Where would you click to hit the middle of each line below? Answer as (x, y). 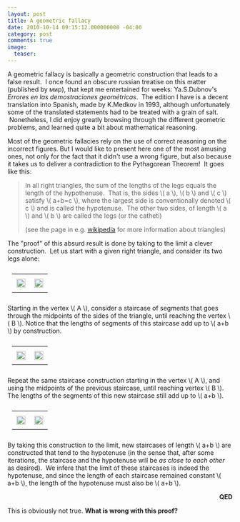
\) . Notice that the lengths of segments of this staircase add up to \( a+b (123, 323)
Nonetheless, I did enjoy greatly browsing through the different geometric (117, 119)
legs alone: (24, 259)
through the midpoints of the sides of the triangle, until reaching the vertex (117, 316)
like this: (20, 171)
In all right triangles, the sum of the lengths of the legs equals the (120, 185)
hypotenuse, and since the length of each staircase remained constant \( (114, 475)
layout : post (27, 14)
